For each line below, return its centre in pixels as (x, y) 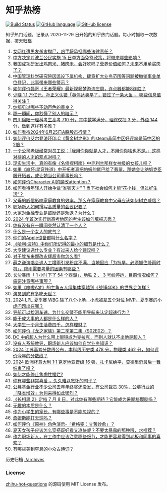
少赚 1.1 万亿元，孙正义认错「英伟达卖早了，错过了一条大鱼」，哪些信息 (84, 94)
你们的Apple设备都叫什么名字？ (45, 238)
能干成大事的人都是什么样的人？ (45, 318)
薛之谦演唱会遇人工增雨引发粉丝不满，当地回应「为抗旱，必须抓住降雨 (84, 262)
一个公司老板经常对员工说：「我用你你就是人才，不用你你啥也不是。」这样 (86, 151)
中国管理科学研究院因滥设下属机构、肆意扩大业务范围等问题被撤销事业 (84, 76)
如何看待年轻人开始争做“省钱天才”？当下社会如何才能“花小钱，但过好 (83, 188)
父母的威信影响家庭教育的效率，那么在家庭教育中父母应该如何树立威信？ (86, 200)
